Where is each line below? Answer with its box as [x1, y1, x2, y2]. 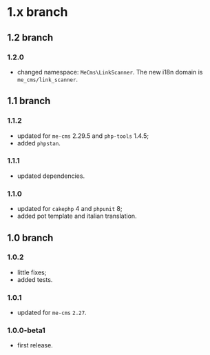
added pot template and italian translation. [17, 212, 137, 221]
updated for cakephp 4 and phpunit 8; [17, 205, 123, 213]
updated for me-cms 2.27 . [17, 308, 87, 317]
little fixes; [17, 268, 47, 276]
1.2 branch [7, 32, 54, 43]
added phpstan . [17, 139, 61, 147]
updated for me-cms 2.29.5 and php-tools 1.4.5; [17, 132, 149, 140]
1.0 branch [7, 232, 54, 243]
